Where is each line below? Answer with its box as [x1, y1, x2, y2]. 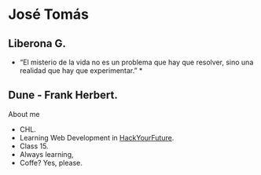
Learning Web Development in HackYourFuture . [19, 133, 175, 142]
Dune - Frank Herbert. [8, 89, 118, 102]
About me [8, 109, 40, 118]
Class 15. [19, 141, 49, 151]
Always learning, [19, 149, 74, 159]
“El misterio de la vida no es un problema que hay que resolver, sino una [19, 57, 254, 67]
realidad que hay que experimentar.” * [19, 66, 143, 75]
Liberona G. [8, 37, 67, 50]
